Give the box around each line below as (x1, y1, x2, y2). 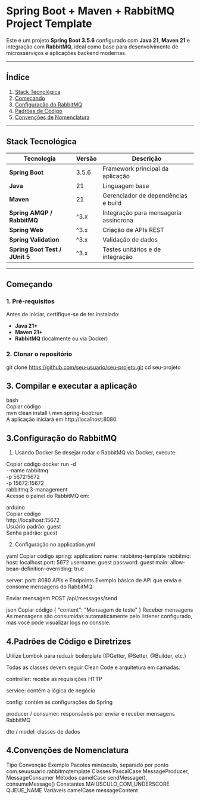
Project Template (6, 17, 92, 30)
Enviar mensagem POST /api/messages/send (6, 595, 117, 602)
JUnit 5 (9, 252, 30, 261)
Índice (6, 72, 30, 83)
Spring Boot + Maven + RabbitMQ (6, 4, 175, 18)
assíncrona (102, 216, 134, 224)
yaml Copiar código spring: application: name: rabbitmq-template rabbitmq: (6, 552, 192, 560)
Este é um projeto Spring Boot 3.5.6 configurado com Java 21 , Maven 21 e (6, 36, 190, 44)
